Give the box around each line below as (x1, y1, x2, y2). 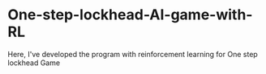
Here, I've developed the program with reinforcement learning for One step (7, 49, 259, 59)
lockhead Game (7, 58, 61, 68)
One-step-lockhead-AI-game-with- (7, 6, 253, 24)
